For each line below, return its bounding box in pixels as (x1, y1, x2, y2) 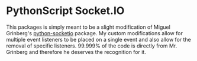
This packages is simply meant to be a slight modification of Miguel (6, 23, 170, 30)
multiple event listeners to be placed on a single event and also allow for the (6, 36, 191, 43)
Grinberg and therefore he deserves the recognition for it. (6, 48, 146, 55)
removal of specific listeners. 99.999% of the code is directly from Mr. (6, 42, 177, 49)
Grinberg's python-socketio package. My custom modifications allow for (6, 29, 183, 36)
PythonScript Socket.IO (6, 4, 125, 18)
